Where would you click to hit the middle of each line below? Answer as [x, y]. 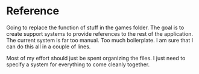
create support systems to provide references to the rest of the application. [100, 33]
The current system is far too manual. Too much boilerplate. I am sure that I [100, 40]
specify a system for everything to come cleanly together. [78, 64]
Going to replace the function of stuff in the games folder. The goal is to [95, 27]
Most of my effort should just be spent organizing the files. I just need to [96, 58]
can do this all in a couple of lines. [49, 47]
